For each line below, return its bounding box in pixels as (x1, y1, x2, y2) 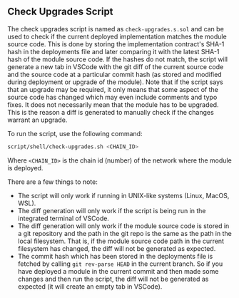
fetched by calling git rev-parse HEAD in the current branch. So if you (17, 260, 223, 268)
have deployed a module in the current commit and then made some (17, 267, 219, 275)
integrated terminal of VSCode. (17, 214, 109, 222)
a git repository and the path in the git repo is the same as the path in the (17, 229, 232, 237)
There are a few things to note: (7, 178, 98, 186)
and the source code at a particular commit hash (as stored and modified (7, 70, 223, 78)
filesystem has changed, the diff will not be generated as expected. (17, 244, 216, 252)
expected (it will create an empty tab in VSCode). (17, 282, 163, 291)
